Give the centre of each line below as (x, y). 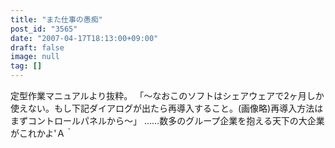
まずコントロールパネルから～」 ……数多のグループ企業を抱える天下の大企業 (167, 120)
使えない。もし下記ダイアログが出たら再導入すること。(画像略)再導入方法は (167, 108)
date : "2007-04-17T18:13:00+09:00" (84, 38)
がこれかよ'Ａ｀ (42, 133)
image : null (35, 57)
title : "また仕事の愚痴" (56, 19)
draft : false (37, 47)
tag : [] (26, 66)
